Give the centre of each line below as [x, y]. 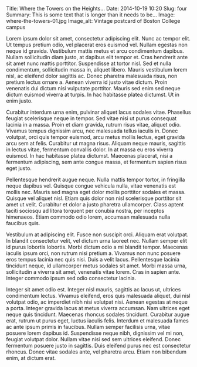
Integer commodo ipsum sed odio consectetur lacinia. [71, 278]
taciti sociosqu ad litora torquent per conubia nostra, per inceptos [85, 211]
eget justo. [19, 168]
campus [16, 27]
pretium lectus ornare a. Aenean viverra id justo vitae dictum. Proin [87, 82]
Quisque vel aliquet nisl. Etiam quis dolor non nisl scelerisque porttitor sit [94, 198]
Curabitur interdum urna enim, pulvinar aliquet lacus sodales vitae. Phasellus [98, 112]
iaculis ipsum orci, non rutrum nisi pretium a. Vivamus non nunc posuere [93, 253]
